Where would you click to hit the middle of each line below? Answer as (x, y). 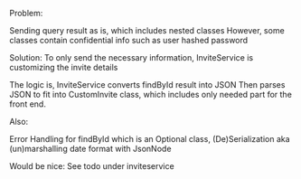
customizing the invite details (64, 67)
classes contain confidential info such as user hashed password (129, 40)
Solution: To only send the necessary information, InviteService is (132, 57)
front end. (28, 104)
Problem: (26, 13)
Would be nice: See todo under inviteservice (92, 166)
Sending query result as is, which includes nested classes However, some (147, 30)
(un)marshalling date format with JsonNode (90, 149)
